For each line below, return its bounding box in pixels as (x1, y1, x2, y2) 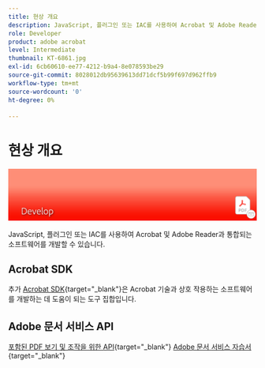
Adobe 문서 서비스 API (8, 320, 114, 333)
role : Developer (8, 29, 62, 37)
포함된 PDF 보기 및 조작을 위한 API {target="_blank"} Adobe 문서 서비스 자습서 (8, 342, 252, 351)
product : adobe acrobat (8, 38, 87, 46)
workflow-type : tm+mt (8, 79, 80, 87)
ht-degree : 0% (8, 96, 55, 104)
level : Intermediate (8, 46, 77, 54)
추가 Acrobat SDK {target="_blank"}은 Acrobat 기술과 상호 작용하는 (8, 284, 219, 294)
